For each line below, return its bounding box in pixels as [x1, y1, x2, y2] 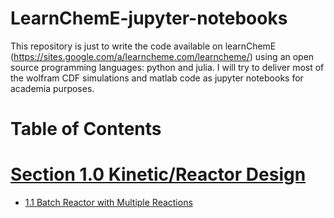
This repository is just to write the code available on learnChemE [10, 40, 277, 52]
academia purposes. [10, 82, 95, 94]
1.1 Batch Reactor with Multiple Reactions [24, 197, 193, 209]
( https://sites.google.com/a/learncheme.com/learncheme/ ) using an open [10, 50, 315, 62]
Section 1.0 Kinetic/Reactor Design [10, 163, 307, 186]
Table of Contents [10, 118, 162, 141]
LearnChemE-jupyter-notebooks [10, 7, 288, 30]
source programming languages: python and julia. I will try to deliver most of [10, 61, 325, 73]
